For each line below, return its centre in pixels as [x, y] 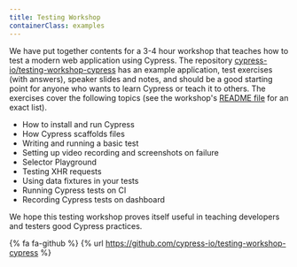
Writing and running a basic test [80, 143]
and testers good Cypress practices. [76, 225]
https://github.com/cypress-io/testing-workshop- [195, 243]
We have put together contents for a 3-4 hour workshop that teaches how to [149, 50]
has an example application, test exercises [195, 69]
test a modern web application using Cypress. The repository [121, 60]
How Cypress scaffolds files [74, 133]
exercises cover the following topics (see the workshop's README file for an [149, 97]
